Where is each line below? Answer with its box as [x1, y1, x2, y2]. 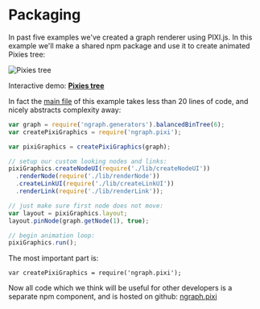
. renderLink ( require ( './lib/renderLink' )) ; [15, 187, 163, 195]
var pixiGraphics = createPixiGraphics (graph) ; [8, 143, 171, 151]
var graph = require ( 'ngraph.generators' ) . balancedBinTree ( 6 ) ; [8, 120, 225, 128]
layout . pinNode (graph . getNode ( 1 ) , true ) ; [8, 216, 150, 225]
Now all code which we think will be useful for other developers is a [8, 283, 233, 293]
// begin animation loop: [8, 232, 95, 240]
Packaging [8, 6, 81, 24]
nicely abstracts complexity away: [8, 105, 122, 115]
